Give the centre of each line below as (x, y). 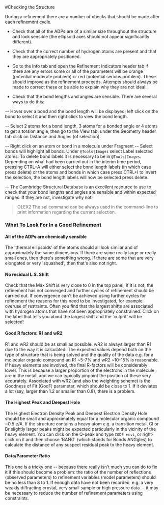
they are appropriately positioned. (46, 57)
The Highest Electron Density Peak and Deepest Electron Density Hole (76, 413)
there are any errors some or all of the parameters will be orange (78, 71)
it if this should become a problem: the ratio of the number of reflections (78, 472)
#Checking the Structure (30, 7)
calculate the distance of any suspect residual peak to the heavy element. (80, 445)
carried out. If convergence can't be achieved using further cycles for (76, 296)
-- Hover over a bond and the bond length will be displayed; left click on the (82, 111)
